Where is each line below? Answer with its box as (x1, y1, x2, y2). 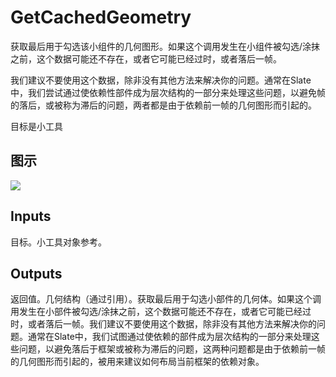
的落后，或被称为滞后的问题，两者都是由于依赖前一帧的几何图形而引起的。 (10, 99, 317, 111)
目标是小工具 (10, 120, 63, 132)
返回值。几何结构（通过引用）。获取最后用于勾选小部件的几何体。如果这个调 (10, 293, 322, 305)
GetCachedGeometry (10, 6, 192, 29)
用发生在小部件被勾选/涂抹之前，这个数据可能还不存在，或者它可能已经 (10, 306, 303, 318)
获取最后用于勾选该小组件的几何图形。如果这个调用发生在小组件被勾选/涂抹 (10, 40, 321, 52)
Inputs (10, 208, 52, 225)
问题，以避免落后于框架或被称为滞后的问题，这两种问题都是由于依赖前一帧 (18, 343, 326, 355)
